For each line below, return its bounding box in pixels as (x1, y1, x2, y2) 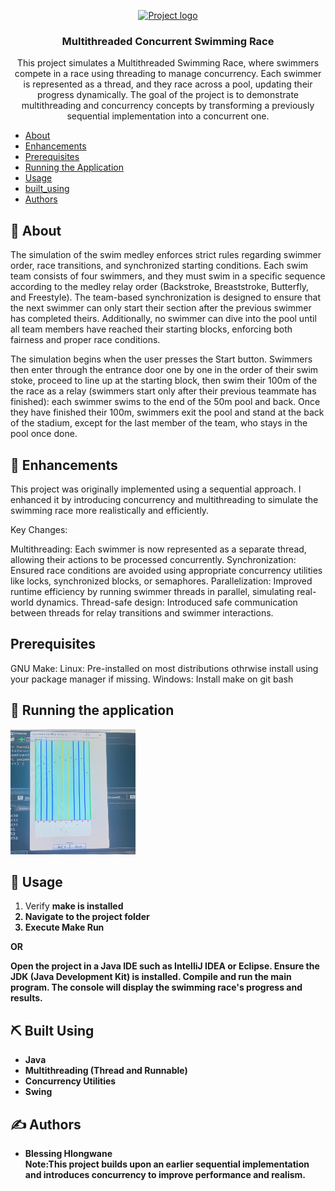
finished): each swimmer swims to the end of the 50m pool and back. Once (10, 396, 321, 408)
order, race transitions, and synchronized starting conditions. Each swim (10, 260, 309, 272)
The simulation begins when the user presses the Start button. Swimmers (10, 353, 313, 365)
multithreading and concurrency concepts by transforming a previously (21, 100, 315, 112)
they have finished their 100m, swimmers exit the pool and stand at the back (10, 406, 325, 419)
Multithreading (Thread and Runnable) (24, 1065, 188, 1077)
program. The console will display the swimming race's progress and (10, 981, 303, 994)
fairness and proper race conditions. (10, 334, 161, 346)
